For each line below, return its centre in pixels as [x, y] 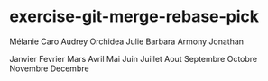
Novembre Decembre [49, 68]
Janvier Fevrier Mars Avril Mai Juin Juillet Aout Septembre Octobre [134, 58]
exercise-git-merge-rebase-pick [134, 17]
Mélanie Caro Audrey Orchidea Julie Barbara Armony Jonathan [127, 41]
